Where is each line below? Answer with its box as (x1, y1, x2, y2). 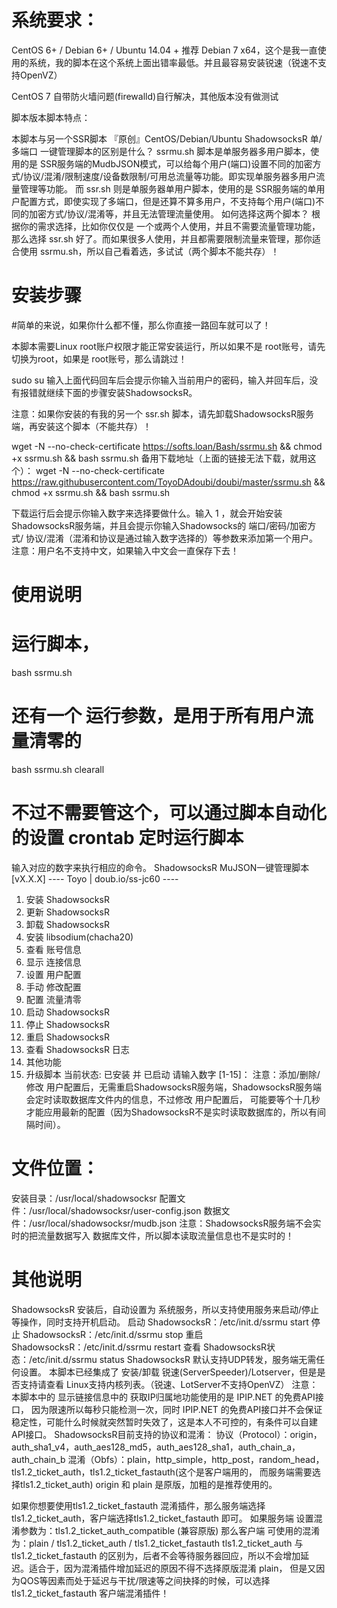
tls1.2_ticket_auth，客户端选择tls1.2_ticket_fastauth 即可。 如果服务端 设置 (11, 1512, 314, 1524)
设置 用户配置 (25, 968, 82, 980)
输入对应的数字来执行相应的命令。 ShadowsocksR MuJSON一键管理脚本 (11, 861, 310, 873)
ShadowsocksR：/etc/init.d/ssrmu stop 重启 (22, 1328, 204, 1340)
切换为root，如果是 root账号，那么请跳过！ (11, 352, 188, 365)
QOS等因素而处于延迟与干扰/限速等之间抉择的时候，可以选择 (19, 1574, 271, 1586)
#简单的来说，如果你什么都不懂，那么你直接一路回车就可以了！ (11, 319, 271, 331)
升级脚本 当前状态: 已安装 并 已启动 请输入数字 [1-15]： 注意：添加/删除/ (25, 1068, 321, 1080)
